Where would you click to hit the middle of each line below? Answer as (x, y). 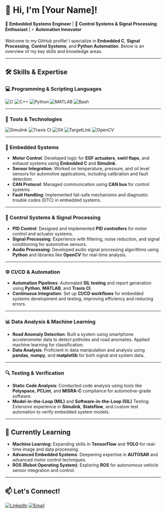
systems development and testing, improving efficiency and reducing (83, 298)
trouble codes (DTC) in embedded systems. (57, 200)
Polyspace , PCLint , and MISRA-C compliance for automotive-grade (82, 391)
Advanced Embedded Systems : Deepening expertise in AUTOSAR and (85, 455)
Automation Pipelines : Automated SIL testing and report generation (82, 283)
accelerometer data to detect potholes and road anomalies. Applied (81, 340)
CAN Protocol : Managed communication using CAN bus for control (81, 185)
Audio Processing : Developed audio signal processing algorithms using (85, 249)
